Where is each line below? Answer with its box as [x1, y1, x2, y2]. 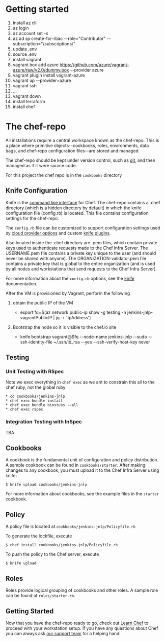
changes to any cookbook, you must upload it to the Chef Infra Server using [5, 467, 159, 473]
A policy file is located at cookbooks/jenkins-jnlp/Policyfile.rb [5, 524, 136, 529]
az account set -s [12, 30, 49, 36]
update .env [12, 46, 37, 52]
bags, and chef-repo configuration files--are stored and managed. [5, 148, 140, 153]
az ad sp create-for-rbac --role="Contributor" [12, 36, 106, 41]
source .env [12, 51, 37, 57]
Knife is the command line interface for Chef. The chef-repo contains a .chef [5, 199, 161, 205]
